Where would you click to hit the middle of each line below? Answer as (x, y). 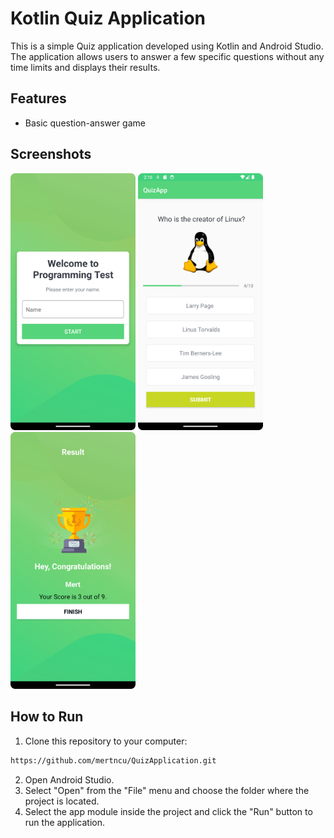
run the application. (64, 822)
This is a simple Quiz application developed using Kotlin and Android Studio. (167, 46)
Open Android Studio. (69, 779)
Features (38, 98)
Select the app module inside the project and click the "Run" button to (168, 811)
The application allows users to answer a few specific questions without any (167, 56)
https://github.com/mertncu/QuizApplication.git (113, 760)
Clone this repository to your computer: (106, 741)
